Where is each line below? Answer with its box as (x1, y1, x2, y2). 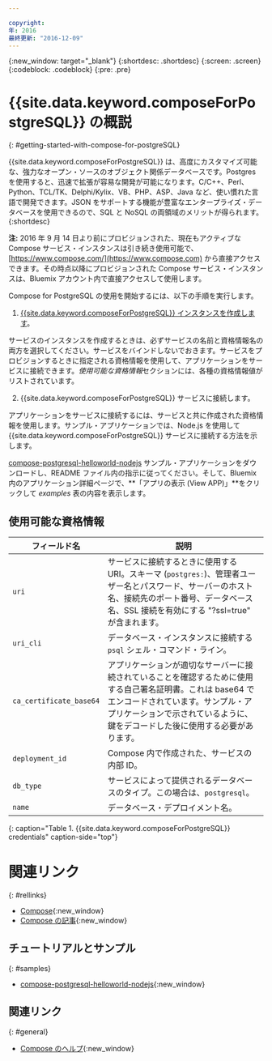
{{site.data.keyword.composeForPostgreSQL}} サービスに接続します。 (19, 394, 255, 403)
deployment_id (12, 754, 67, 764)
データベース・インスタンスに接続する (107, 633, 253, 644)
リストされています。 (8, 376, 79, 386)
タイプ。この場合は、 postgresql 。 (123, 787, 255, 799)
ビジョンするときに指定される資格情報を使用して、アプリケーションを (15, 356, 249, 365)
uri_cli (12, 639, 42, 648)
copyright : (8, 19, 45, 27)
